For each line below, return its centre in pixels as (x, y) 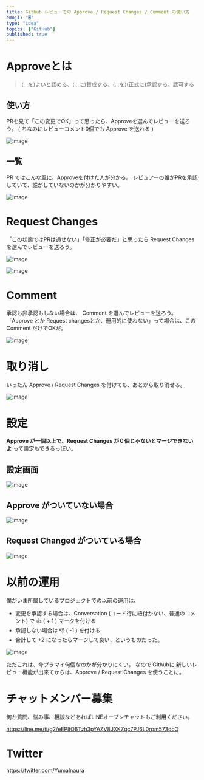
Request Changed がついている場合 (74, 541)
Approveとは (39, 67)
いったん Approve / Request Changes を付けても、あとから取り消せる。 (96, 385)
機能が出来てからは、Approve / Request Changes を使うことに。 (104, 672)
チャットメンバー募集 (59, 699)
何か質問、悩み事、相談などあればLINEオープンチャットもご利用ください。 (100, 717)
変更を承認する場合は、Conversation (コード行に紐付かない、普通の (100, 613)
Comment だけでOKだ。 (36, 328)
